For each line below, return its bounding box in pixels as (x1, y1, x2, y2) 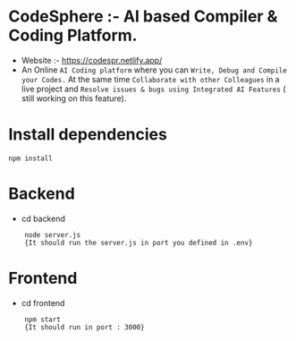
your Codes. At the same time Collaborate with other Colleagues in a (21, 73, 280, 84)
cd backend (21, 213, 66, 224)
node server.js (24, 230, 81, 239)
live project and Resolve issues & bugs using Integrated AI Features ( (21, 83, 286, 94)
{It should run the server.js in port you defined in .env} (24, 238, 253, 247)
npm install (8, 154, 53, 163)
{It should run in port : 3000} (24, 322, 145, 332)
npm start (24, 315, 62, 324)
